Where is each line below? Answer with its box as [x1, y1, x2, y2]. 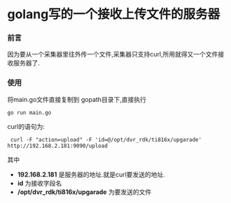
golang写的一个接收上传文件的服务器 [7, 6, 220, 22]
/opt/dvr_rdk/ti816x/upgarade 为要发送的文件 [17, 188, 152, 196]
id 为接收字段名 [17, 179, 62, 187]
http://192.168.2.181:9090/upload [7, 142, 108, 149]
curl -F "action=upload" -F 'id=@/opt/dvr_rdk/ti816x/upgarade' [10, 136, 202, 143]
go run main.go [7, 109, 52, 116]
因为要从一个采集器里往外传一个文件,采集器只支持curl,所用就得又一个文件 [7, 50, 218, 59]
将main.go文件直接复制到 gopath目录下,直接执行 [7, 95, 147, 103]
